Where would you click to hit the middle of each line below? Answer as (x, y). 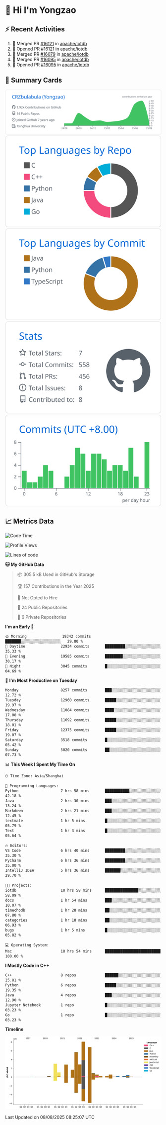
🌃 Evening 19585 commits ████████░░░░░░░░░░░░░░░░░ (83, 656)
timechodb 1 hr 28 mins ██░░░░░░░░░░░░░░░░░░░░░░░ (83, 910)
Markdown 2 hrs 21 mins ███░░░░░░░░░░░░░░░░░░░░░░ (83, 811)
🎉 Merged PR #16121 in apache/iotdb (50, 44)
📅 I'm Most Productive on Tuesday (41, 680)
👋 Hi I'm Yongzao (41, 10)
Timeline (14, 1030)
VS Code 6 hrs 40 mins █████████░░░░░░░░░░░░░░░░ (83, 851)
